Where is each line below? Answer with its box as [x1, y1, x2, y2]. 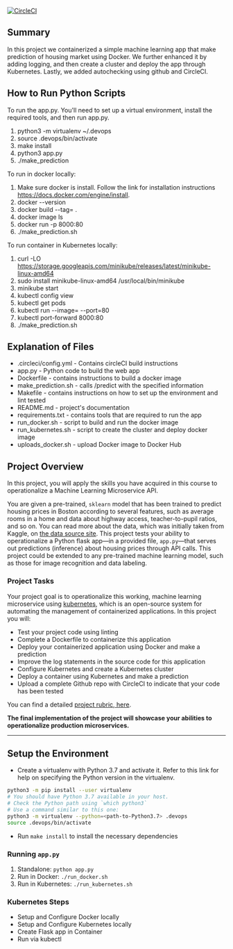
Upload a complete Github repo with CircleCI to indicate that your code [17, 679, 221, 688]
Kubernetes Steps [7, 897, 69, 907]
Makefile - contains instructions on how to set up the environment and [17, 389, 218, 397]
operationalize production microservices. [7, 721, 130, 729]
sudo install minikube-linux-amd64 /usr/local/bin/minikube [17, 277, 185, 285]
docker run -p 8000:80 [17, 220, 83, 229]
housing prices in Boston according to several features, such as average [7, 507, 214, 515]
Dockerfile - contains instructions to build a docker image [17, 374, 182, 382]
